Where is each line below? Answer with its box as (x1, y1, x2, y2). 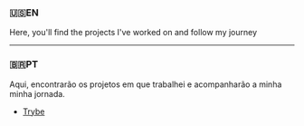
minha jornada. (9, 88, 65, 99)
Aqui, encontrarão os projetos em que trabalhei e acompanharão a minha (9, 79, 282, 90)
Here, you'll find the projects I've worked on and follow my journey (9, 27, 258, 38)
